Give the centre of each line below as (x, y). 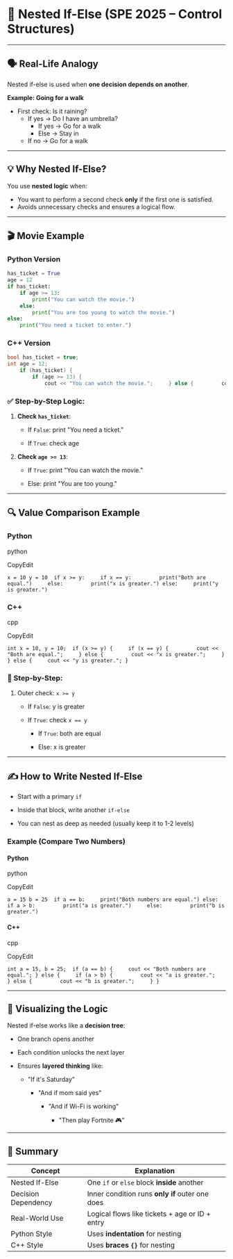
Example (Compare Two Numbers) (67, 842)
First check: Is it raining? (52, 111)
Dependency (32, 1203)
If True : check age (53, 444)
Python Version (34, 259)
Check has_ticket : (44, 416)
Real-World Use (37, 1218)
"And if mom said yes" (70, 1093)
